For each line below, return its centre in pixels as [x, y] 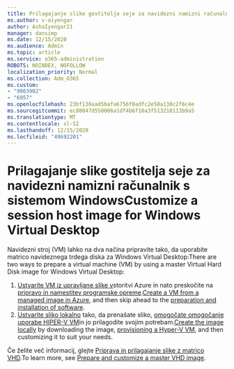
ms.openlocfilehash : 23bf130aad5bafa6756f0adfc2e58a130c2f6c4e [101, 104]
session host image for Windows [104, 215]
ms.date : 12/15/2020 [37, 40]
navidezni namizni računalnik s [99, 186]
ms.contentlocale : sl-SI [43, 124]
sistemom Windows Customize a [103, 201]
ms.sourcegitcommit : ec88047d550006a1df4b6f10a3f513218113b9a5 [101, 111]
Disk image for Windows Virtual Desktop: [66, 272]
